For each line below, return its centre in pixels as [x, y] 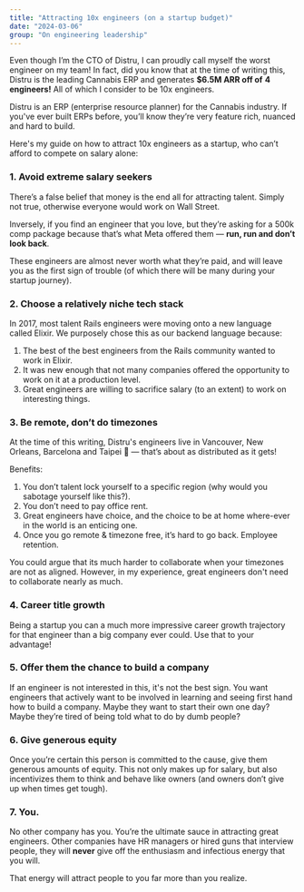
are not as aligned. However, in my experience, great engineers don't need [149, 572]
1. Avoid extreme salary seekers [81, 177]
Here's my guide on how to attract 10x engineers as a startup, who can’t [144, 144]
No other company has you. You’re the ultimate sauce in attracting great [144, 832]
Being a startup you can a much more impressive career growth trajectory [147, 625]
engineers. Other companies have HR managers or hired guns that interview [152, 841]
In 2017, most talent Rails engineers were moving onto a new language [141, 323]
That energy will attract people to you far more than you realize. [128, 878]
